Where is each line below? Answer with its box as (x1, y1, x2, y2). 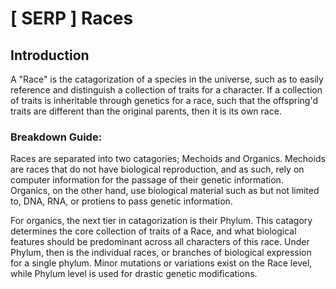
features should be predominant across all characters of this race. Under (10, 236, 310, 248)
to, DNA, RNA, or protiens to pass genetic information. (10, 195, 233, 207)
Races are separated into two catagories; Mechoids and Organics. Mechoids (10, 153, 326, 165)
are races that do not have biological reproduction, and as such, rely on (10, 163, 305, 176)
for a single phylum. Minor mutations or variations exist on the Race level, (10, 257, 313, 269)
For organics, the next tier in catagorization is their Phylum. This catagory (10, 215, 313, 227)
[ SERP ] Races (10, 7, 134, 30)
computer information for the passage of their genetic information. (10, 174, 284, 186)
